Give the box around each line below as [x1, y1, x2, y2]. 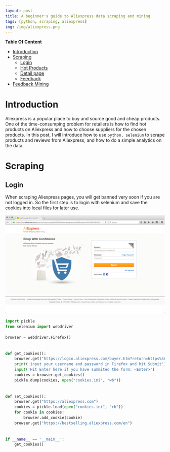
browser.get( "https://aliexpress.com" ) [14, 399, 99, 404]
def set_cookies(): [5, 394, 47, 399]
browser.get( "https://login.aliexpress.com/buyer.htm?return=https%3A [14, 356, 166, 362]
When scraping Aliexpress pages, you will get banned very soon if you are [5, 194, 160, 200]
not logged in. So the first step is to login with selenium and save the [5, 200, 148, 206]
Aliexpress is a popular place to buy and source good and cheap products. [5, 116, 161, 122]
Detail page [20, 70, 45, 76]
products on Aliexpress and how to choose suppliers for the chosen [5, 126, 147, 133]
